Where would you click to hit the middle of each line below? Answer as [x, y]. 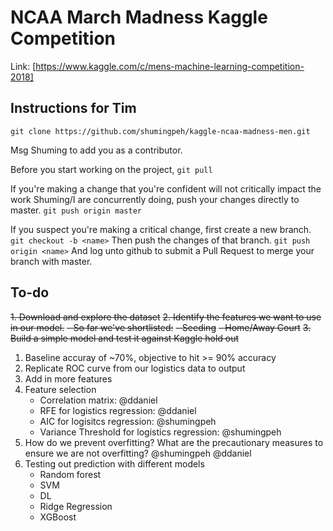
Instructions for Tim [73, 108]
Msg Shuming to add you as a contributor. [96, 150]
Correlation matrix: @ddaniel [98, 400]
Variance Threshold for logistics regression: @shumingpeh [160, 432]
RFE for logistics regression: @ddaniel [118, 410]
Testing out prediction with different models [114, 463]
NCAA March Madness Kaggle [139, 17]
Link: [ [23, 66]
